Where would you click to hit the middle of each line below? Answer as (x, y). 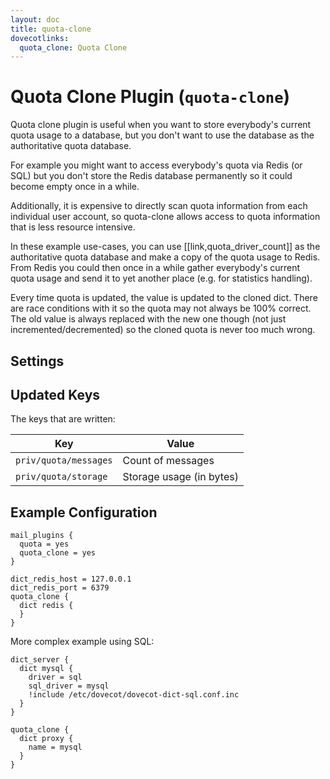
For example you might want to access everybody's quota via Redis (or (156, 165)
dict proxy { (46, 739)
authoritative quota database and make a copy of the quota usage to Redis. (165, 257)
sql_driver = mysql (69, 686)
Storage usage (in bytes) (180, 477)
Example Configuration (84, 512)
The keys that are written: (63, 419)
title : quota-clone (51, 29)
